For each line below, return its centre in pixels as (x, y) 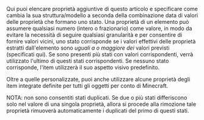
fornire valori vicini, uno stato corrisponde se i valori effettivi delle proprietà (101, 41)
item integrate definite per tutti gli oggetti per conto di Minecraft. (87, 86)
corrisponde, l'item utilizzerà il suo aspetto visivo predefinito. (83, 67)
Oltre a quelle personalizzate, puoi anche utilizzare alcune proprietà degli (98, 79)
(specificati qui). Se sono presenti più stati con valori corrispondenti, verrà (100, 54)
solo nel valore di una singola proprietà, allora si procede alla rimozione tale (101, 104)
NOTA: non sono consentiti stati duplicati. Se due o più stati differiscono (97, 98)
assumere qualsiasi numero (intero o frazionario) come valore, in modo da (99, 28)
